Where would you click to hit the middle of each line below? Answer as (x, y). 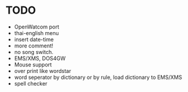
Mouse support (33, 64)
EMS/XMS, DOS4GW (40, 58)
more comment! (34, 46)
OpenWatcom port (37, 27)
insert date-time (34, 39)
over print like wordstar (43, 71)
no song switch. (34, 52)
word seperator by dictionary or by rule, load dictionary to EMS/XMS (98, 77)
